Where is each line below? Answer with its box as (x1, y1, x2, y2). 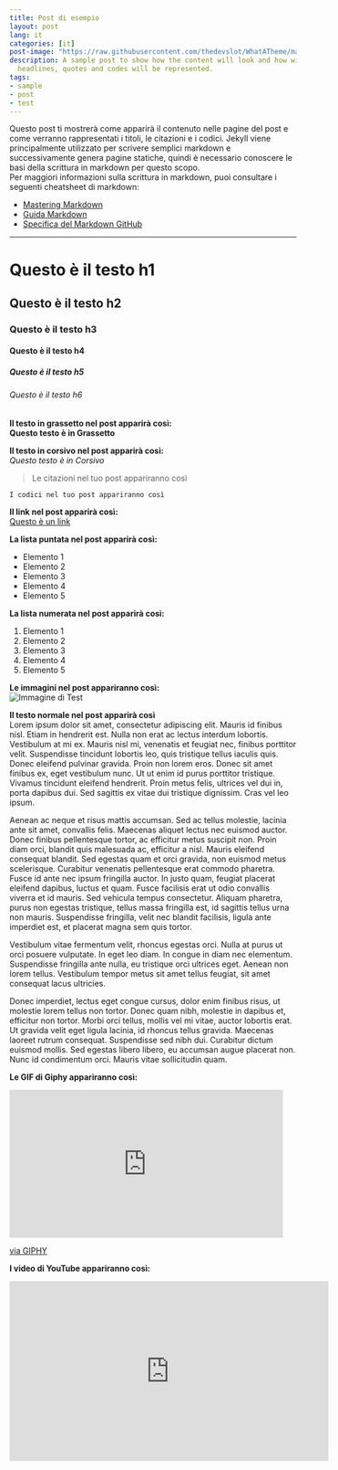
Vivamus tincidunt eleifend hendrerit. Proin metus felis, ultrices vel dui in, (9, 777, 283, 788)
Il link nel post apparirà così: (9, 506, 118, 517)
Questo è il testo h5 (9, 366, 85, 377)
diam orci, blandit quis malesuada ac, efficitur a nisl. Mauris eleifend (9, 844, 265, 855)
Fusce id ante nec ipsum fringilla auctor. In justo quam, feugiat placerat (9, 873, 276, 884)
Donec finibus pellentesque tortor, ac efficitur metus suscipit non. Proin (9, 834, 277, 845)
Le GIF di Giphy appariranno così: (9, 1072, 138, 1083)
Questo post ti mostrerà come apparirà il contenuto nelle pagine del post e (9, 123, 289, 134)
